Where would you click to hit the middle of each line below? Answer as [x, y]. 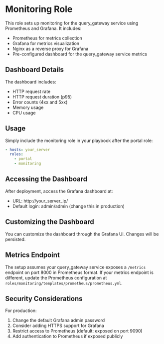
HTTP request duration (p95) [42, 96]
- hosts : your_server [28, 149]
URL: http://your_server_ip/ [40, 200]
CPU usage [24, 112]
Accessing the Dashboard [46, 179]
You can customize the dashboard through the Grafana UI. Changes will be [82, 234]
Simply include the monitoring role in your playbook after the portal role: [79, 140]
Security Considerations [44, 298]
